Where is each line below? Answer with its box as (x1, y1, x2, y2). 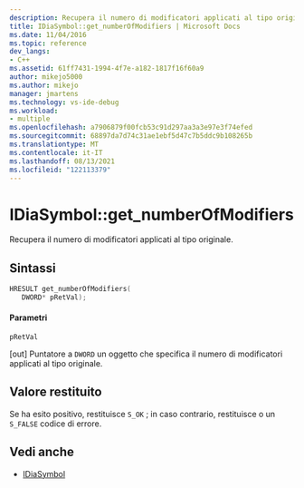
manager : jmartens (9, 89, 79, 98)
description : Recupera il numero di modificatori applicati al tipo (9, 13, 273, 23)
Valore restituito (9, 385, 102, 400)
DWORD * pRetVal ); (21, 293, 88, 302)
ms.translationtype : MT (9, 140, 100, 149)
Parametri (9, 312, 48, 323)
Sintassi (9, 260, 56, 276)
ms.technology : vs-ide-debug (9, 97, 119, 107)
